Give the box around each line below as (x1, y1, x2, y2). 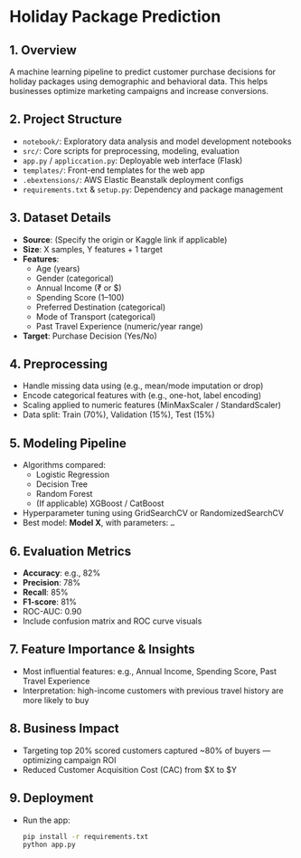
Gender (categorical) (35, 272, 115, 283)
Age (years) (35, 262, 80, 273)
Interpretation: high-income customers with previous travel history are (22, 685, 284, 696)
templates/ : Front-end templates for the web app (22, 165, 205, 176)
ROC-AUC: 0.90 (22, 606, 82, 617)
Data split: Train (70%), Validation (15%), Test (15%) (22, 409, 215, 420)
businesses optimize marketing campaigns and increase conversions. (9, 86, 269, 96)
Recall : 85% (22, 586, 69, 598)
